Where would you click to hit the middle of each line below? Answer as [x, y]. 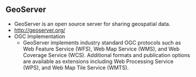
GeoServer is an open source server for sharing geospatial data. [92, 24]
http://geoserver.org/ [40, 30]
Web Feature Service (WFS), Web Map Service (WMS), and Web [101, 49]
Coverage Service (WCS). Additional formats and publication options [106, 55]
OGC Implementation [40, 36]
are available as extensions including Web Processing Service [98, 61]
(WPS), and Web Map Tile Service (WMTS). [76, 68]
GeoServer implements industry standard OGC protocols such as [102, 42]
